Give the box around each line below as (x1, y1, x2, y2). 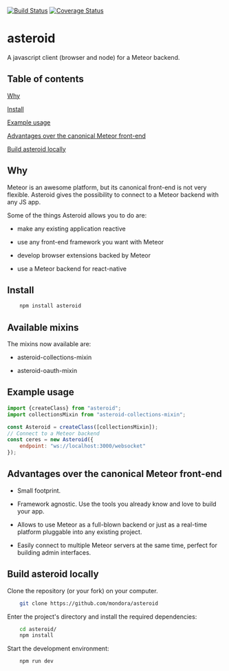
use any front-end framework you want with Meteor (17, 237, 164, 246)
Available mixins (7, 321, 79, 333)
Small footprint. (17, 486, 61, 495)
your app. (17, 507, 45, 515)
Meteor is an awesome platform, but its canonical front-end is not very (7, 183, 207, 191)
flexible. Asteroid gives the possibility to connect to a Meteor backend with (7, 190, 219, 199)
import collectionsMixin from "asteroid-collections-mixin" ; (7, 411, 186, 418)
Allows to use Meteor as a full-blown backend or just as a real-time (17, 520, 208, 529)
